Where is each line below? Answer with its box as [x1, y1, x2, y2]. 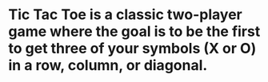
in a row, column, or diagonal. [8, 57, 208, 75]
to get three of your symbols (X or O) [8, 40, 257, 57]
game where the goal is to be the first [8, 22, 261, 41]
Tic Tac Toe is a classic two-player [8, 6, 242, 24]
